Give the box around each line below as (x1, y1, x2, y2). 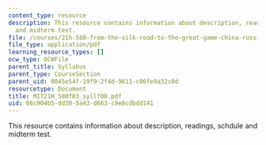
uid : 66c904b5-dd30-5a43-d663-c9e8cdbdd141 (8, 99, 154, 107)
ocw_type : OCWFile (8, 56, 69, 64)
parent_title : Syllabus (8, 63, 87, 71)
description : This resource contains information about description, (8, 19, 243, 27)
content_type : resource (8, 11, 87, 20)
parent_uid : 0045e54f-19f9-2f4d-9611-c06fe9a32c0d (8, 77, 179, 85)
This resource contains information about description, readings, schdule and (8, 121, 258, 131)
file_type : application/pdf (8, 41, 101, 49)
